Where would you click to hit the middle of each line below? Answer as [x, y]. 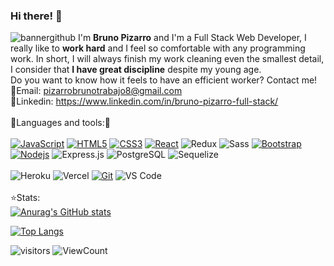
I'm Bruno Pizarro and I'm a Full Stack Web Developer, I [192, 38]
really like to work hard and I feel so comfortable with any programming [158, 48]
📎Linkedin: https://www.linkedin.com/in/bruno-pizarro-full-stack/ [144, 101]
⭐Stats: [25, 198]
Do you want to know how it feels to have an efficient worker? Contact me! [164, 80]
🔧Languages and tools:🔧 [60, 123]
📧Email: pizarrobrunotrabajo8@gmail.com [96, 91]
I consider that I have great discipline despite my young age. [136, 70]
